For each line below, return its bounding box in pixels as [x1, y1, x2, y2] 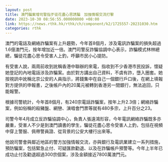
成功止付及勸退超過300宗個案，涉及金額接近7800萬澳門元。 [5, 151, 129, 157]
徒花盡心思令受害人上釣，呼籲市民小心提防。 [18, 53, 110, 59]
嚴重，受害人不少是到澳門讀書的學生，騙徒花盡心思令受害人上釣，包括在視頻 [5, 122, 163, 128]
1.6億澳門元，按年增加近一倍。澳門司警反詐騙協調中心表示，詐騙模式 [5, 46, 147, 52]
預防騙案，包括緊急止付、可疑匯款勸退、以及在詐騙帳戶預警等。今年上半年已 [5, 145, 163, 151]
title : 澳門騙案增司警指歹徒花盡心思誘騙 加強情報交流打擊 [5, 12, 114, 17]
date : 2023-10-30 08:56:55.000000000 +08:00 [5, 16, 99, 21]
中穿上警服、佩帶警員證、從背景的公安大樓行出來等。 [5, 128, 115, 134]
